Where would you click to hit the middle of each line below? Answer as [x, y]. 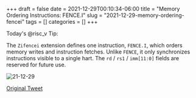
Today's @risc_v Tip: [32, 33]
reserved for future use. [36, 65]
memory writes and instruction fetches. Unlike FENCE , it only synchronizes [98, 52]
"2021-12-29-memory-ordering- [144, 15]
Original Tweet [25, 88]
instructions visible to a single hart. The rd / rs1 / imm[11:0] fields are [93, 58]
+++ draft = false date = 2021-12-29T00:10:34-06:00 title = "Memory [93, 9]
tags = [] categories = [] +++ [62, 22]
